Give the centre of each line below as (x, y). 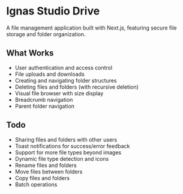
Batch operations (36, 184)
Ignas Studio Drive (53, 11)
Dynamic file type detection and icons (62, 158)
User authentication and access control (64, 67)
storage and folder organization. (46, 34)
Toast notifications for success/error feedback (72, 146)
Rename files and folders (46, 165)
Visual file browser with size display (59, 93)
